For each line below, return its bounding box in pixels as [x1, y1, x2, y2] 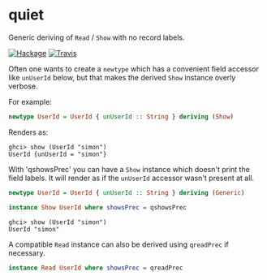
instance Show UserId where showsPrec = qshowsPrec [8, 203, 187, 212]
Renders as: [8, 127, 49, 137]
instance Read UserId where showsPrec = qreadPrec [8, 264, 183, 272]
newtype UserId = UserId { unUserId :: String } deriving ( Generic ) [8, 188, 245, 196]
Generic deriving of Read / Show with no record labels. [8, 32, 185, 42]
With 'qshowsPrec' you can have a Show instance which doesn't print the [8, 164, 250, 174]
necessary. [8, 248, 46, 257]
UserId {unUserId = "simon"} [8, 150, 107, 158]
